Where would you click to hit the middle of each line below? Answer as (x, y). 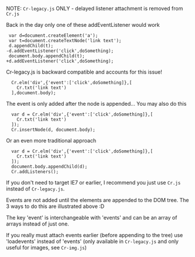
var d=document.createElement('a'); (53, 36)
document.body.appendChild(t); (47, 56)
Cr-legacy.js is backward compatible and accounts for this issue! (84, 72)
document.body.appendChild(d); (49, 166)
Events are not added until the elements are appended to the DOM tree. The (97, 200)
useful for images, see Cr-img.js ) (46, 247)
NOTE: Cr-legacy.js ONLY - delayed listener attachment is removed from (95, 8)
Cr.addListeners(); (35, 172)
